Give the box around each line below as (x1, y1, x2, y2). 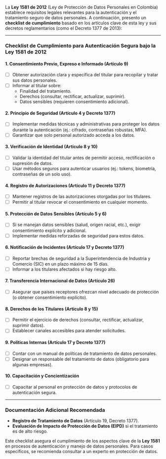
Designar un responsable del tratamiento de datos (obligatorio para (12, 356, 149, 362)
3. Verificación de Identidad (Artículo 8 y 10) (5, 144, 98, 150)
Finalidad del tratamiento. (19, 88, 72, 94)
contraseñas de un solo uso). (12, 171, 72, 177)
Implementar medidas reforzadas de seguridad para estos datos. (12, 232, 145, 238)
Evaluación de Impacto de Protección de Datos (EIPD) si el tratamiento (12, 423, 158, 429)
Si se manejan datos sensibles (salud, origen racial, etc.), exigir (12, 222, 141, 228)
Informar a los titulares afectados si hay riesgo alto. (12, 266, 117, 272)
